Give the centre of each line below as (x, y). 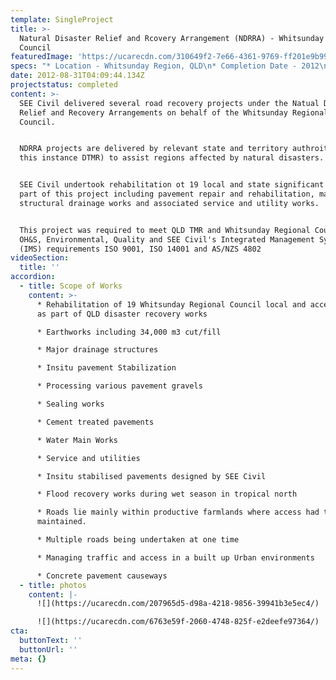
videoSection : (40, 258)
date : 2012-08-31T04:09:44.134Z (77, 76)
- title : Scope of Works (71, 286)
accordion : (33, 277)
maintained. (61, 522)
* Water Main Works (77, 440)
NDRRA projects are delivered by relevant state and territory (153, 149)
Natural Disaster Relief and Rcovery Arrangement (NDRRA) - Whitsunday (172, 38)
